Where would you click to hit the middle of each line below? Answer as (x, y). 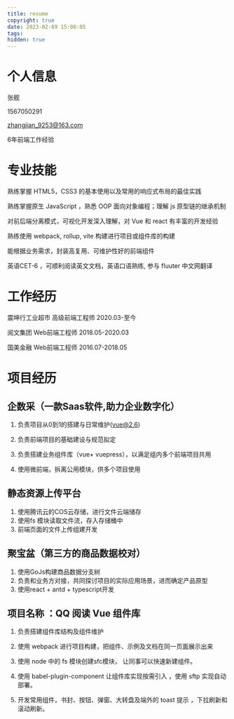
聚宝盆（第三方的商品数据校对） (76, 554)
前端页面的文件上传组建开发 (57, 529)
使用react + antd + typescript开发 (66, 589)
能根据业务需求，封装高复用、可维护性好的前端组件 (81, 251)
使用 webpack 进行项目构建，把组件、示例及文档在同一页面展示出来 (115, 647)
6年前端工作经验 (31, 140)
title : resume (28, 14)
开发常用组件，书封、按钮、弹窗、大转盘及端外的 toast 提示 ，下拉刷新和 (122, 700)
